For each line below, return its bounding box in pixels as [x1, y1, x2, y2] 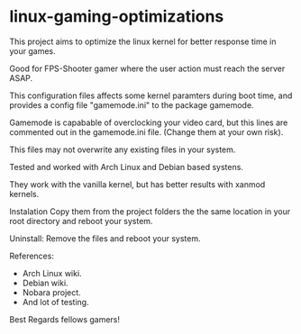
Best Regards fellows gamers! [9, 313, 120, 325]
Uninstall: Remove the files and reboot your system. [9, 232, 201, 244]
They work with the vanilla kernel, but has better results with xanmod [9, 178, 266, 190]
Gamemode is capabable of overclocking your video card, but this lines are [9, 117, 288, 128]
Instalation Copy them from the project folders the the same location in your [9, 205, 291, 217]
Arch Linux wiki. [22, 267, 83, 278]
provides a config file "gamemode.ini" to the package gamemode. [9, 99, 254, 110]
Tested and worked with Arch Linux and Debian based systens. [9, 161, 243, 172]
